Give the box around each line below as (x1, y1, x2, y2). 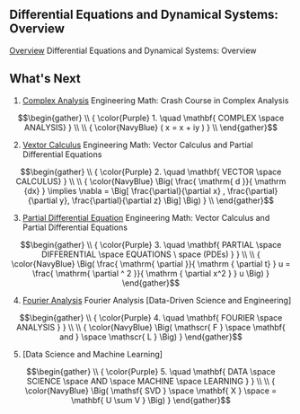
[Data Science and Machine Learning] (22, 348, 163, 359)
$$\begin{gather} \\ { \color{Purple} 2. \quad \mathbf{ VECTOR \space (20, 166, 282, 177)
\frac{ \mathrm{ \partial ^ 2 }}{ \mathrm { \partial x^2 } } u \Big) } (32, 268, 269, 278)
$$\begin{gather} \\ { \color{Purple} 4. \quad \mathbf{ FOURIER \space (19, 312, 283, 322)
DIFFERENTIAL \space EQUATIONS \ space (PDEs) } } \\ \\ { (41, 249, 260, 260)
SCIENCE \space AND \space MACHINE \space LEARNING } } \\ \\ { (26, 375, 276, 386)
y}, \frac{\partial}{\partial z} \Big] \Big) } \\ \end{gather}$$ (59, 195, 274, 206)
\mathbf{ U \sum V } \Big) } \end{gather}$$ (70, 394, 232, 405)
